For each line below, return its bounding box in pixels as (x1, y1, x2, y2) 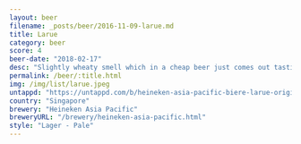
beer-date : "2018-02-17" (9, 55, 102, 64)
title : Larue (9, 30, 58, 38)
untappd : (9, 88, 42, 97)
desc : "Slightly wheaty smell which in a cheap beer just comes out (9, 64, 271, 72)
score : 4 (9, 47, 42, 55)
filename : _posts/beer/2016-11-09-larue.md (9, 21, 175, 30)
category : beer (9, 38, 66, 47)
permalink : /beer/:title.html (9, 72, 123, 80)
